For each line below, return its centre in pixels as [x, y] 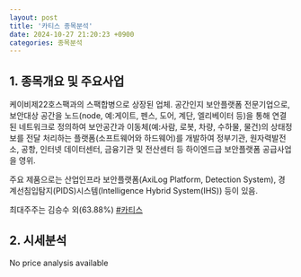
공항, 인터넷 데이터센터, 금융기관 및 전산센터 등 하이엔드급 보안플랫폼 [141, 150]
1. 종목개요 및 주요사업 [67, 81]
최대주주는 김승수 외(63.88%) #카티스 [76, 210]
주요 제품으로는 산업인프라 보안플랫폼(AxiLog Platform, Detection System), [143, 179]
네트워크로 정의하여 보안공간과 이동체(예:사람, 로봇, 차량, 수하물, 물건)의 [144, 127]
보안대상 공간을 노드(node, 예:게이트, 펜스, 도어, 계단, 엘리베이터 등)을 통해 [140, 116]
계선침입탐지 [31, 191]
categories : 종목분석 [46, 43]
